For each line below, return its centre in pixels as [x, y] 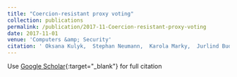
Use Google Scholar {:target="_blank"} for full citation [85, 66]
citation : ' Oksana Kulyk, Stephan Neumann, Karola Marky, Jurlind [113, 46]
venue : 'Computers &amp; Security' [60, 40]
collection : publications [45, 20]
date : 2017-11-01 [33, 33]
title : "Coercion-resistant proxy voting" [71, 14]
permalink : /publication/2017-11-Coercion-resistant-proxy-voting [107, 27]
